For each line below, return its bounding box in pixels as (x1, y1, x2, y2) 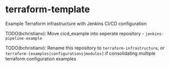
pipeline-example (5, 36, 42, 41)
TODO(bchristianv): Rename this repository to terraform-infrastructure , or (5, 44, 165, 51)
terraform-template (5, 4, 90, 15)
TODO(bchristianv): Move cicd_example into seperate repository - (5, 30, 144, 36)
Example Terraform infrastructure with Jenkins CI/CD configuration (5, 20, 147, 27)
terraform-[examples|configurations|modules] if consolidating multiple (5, 50, 156, 56)
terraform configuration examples (5, 55, 77, 62)
